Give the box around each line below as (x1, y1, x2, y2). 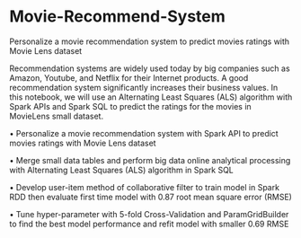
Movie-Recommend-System (9, 6, 226, 27)
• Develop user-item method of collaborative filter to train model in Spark (9, 181, 280, 192)
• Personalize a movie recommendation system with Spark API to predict (9, 128, 279, 138)
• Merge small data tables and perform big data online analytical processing (9, 154, 291, 165)
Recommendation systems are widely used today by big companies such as (9, 63, 290, 74)
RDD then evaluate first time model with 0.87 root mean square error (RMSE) (9, 191, 292, 202)
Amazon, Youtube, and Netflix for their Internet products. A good (9, 72, 249, 83)
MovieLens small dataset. (9, 110, 104, 121)
